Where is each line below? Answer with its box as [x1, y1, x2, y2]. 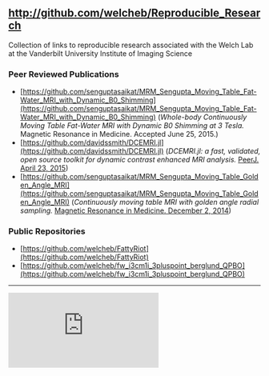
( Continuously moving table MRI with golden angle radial [71, 198, 259, 207]
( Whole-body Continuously [157, 112, 247, 122]
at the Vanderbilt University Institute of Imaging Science [8, 48, 193, 58]
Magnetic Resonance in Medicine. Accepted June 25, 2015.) [19, 130, 219, 139]
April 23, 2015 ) [19, 163, 69, 173]
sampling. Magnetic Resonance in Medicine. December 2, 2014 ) [19, 206, 232, 215]
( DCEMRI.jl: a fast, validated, [165, 146, 261, 156]
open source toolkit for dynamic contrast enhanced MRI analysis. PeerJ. [19, 155, 259, 165]
